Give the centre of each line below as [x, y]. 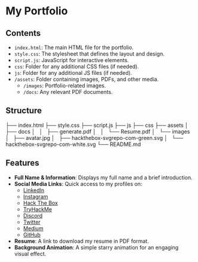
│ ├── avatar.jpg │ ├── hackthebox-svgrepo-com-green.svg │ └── [94, 138]
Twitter [32, 222]
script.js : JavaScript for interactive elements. [72, 60]
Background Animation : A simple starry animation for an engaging [96, 247]
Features [22, 163]
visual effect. [30, 254]
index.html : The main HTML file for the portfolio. [74, 47]
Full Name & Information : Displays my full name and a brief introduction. [103, 177]
